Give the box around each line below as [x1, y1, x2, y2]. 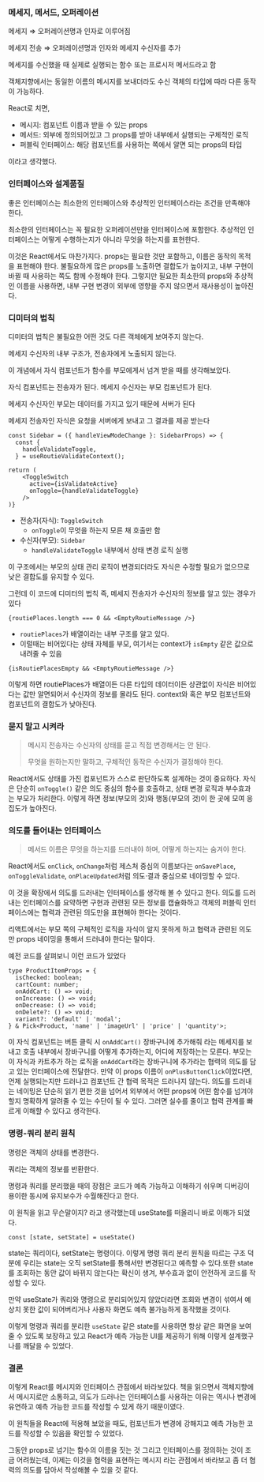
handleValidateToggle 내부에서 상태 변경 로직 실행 [31, 545, 189, 555]
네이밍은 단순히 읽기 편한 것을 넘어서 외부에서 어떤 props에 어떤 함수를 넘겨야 [16, 1086, 254, 1096]
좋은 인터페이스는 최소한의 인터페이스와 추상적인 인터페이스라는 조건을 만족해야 [8, 197, 251, 207]
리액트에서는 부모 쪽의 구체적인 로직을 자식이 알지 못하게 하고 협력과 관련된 [8, 924, 238, 934]
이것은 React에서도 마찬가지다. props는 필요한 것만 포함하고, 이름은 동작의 [8, 251, 236, 261]
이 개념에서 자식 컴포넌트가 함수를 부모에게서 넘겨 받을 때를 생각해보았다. [8, 365, 231, 374]
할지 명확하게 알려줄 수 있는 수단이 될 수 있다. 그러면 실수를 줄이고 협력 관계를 [8, 1096, 246, 1106]
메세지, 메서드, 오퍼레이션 [8, 6, 99, 17]
